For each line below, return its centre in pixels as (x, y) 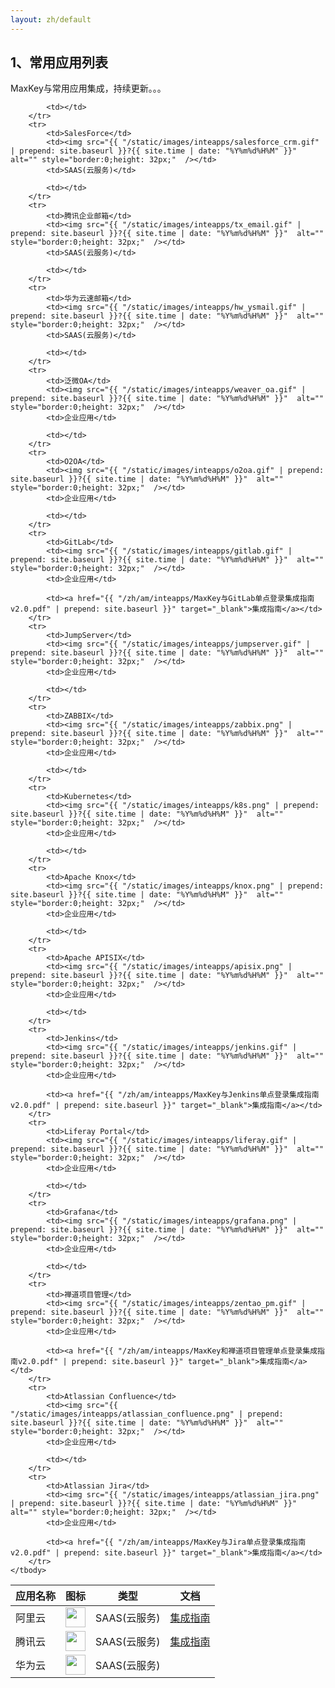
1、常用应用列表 (59, 62)
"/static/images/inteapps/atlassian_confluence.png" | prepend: (147, 1414)
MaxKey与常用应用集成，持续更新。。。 (88, 88)
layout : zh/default (51, 19)
